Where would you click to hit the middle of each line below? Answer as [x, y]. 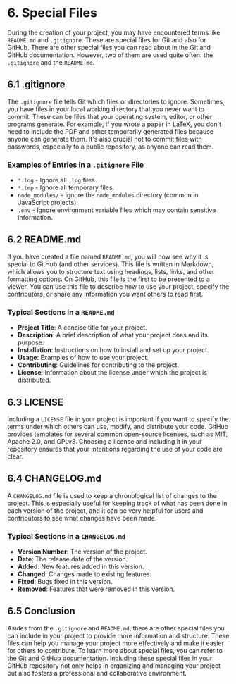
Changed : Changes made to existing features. [85, 574]
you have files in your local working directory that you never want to [106, 109]
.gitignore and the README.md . [51, 62]
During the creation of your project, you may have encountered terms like [114, 32]
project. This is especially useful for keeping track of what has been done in [117, 503]
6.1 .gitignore [36, 85]
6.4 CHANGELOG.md [55, 479]
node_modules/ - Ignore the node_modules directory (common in [108, 195]
